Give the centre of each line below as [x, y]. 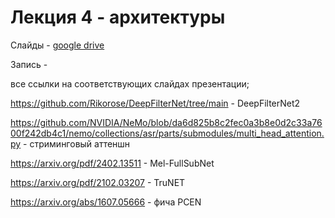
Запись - [29, 64]
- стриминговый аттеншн [77, 143]
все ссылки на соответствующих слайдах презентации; [130, 83]
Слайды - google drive [57, 45]
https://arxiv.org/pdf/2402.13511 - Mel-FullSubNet [112, 163]
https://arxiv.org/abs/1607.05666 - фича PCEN [106, 202]
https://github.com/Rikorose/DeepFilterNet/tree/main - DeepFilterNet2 [155, 103]
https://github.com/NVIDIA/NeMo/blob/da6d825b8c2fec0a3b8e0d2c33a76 [166, 122]
